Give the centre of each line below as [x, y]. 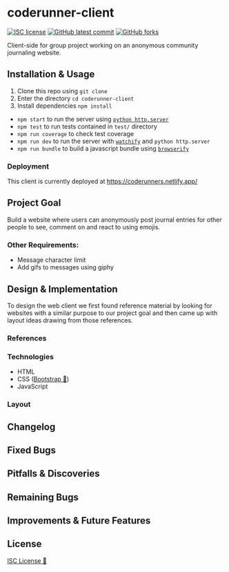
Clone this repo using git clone [62, 90]
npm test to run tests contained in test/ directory [87, 126]
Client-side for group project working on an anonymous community [103, 45]
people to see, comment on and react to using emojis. [84, 227]
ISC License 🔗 [27, 560]
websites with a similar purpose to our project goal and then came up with [112, 313]
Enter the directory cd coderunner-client [76, 98]
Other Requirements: [43, 245]
